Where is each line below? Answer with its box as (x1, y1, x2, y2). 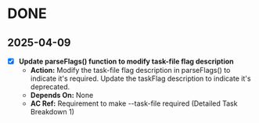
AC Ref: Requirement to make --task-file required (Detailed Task (30, 99, 238, 108)
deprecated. (30, 82, 70, 92)
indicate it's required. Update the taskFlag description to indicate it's (30, 74, 251, 83)
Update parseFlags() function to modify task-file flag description (18, 56, 234, 66)
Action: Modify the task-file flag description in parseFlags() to (30, 66, 231, 75)
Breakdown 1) (30, 107, 75, 117)
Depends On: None (30, 91, 94, 100)
